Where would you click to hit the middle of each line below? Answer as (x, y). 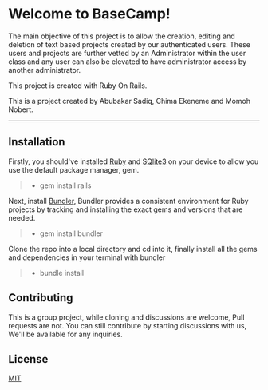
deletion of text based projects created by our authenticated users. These (130, 44)
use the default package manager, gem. (74, 169)
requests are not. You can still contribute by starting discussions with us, (128, 325)
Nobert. (21, 109)
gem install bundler (71, 233)
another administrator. (45, 70)
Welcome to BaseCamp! (89, 14)
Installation (37, 142)
